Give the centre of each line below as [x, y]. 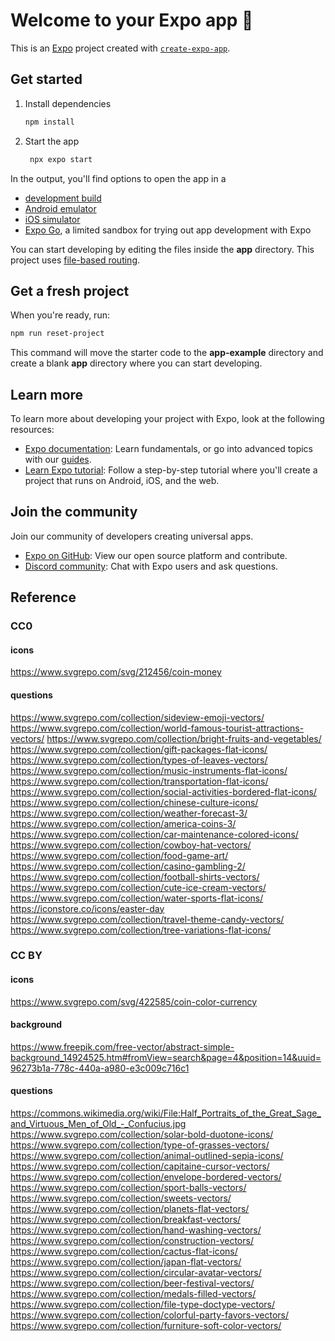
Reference [43, 597]
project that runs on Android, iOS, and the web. [122, 480]
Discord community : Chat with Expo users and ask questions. [151, 566]
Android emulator [60, 208]
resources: [32, 429]
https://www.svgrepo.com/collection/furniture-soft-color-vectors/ [146, 1326]
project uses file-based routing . [75, 260]
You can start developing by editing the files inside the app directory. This [162, 249]
